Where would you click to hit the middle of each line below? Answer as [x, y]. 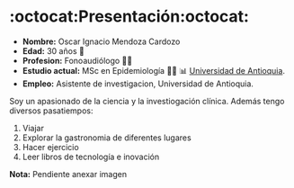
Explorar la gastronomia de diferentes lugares [107, 138]
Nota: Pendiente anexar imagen [68, 174]
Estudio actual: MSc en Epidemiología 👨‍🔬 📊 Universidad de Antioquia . [154, 70]
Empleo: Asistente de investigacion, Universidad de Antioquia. [138, 84]
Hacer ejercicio [50, 147]
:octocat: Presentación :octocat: [129, 17]
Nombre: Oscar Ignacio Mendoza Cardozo [101, 41]
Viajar [33, 128]
